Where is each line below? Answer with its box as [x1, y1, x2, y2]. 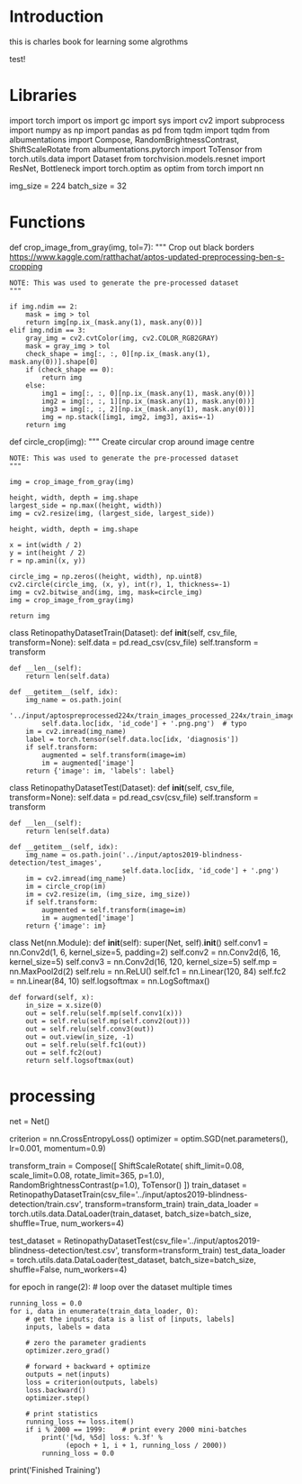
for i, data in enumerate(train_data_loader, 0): [9, 1306, 200, 1315]
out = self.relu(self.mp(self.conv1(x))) [25, 1008, 182, 1018]
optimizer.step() [25, 1393, 91, 1403]
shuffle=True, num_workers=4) [9, 1217, 124, 1228]
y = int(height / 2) [9, 548, 87, 557]
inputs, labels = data [25, 1323, 111, 1332]
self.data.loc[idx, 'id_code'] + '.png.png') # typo [41, 719, 247, 728]
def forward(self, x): [9, 993, 94, 1002]
